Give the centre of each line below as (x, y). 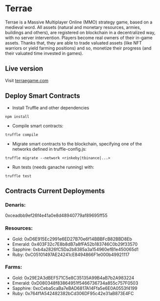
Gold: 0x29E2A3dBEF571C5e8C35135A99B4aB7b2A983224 (73, 278)
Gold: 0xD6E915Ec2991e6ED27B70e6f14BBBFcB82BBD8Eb (72, 239)
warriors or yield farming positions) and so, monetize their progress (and (78, 48)
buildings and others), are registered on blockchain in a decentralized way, (80, 32)
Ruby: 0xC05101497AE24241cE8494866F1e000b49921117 (71, 255)
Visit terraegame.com (27, 80)
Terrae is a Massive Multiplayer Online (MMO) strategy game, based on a (79, 22)
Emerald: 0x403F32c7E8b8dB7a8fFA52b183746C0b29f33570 (75, 244)
